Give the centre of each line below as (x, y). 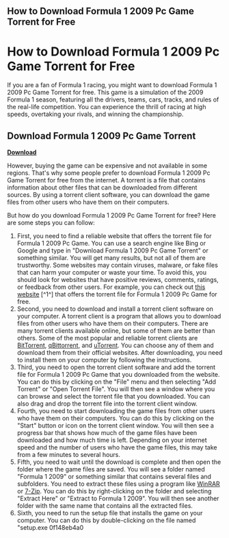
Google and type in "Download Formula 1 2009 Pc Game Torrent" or (112, 250)
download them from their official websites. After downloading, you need (120, 353)
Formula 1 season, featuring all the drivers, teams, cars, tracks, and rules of (113, 100)
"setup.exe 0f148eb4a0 (50, 528)
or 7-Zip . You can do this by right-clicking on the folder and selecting (114, 491)
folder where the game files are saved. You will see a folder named (111, 469)
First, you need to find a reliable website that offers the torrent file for (114, 236)
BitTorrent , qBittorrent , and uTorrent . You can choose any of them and (115, 345)
